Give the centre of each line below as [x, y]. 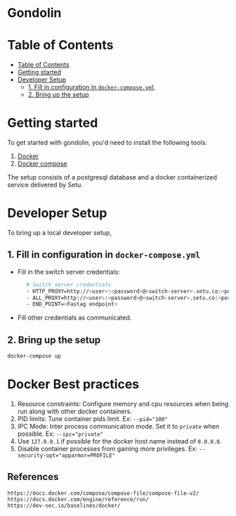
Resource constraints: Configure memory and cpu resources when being [123, 403]
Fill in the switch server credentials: [69, 272]
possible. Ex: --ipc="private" [60, 434]
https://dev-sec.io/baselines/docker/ [64, 505]
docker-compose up [34, 356]
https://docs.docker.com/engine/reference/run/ [78, 499]
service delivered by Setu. [45, 185]
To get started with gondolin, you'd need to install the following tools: [107, 143]
